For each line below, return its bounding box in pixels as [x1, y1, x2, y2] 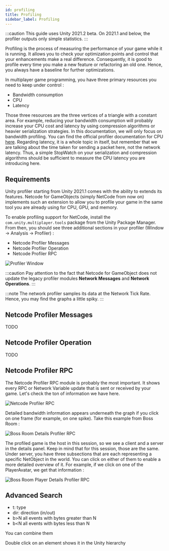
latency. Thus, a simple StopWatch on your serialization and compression [5, 149, 157, 156]
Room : [5, 421, 20, 427]
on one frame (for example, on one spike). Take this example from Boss [5, 415, 153, 421]
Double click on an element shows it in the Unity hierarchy [5, 540, 126, 546]
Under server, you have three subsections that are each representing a [5, 451, 152, 457]
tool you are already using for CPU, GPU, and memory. [5, 204, 118, 210]
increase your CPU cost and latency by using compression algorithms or [5, 123, 155, 129]
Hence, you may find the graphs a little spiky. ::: [5, 296, 104, 302]
